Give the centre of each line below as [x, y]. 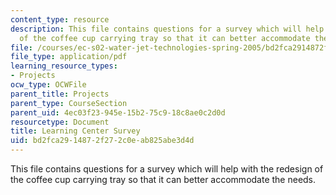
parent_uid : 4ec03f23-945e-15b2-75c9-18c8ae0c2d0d [118, 112]
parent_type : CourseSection [69, 103]
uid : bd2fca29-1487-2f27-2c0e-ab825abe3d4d [102, 141]
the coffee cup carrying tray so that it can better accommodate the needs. [163, 179]
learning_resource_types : [64, 66]
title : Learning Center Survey [75, 131]
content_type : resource [60, 19]
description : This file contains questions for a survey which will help [167, 29]
